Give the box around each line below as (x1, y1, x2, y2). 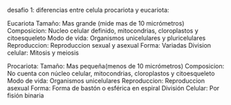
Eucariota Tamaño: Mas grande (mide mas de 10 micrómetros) (7, 19, 185, 27)
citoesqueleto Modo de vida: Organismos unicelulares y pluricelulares (7, 34, 206, 42)
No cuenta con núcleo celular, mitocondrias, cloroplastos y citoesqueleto (7, 69, 215, 77)
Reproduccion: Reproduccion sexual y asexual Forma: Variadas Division (7, 41, 212, 49)
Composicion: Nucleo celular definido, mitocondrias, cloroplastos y (7, 27, 198, 35)
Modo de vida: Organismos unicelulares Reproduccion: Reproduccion (7, 77, 205, 85)
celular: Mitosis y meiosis (7, 48, 80, 57)
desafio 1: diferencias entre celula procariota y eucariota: (7, 6, 169, 14)
